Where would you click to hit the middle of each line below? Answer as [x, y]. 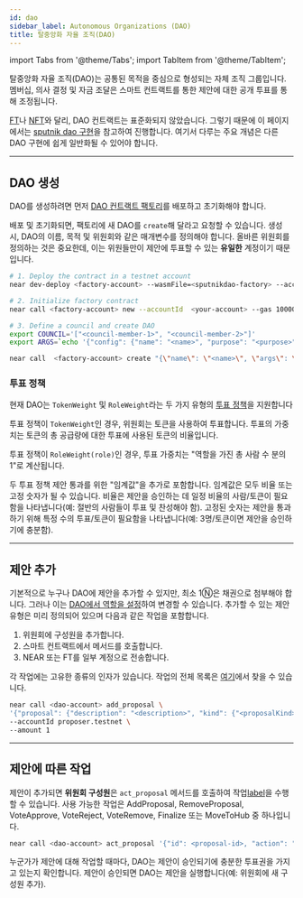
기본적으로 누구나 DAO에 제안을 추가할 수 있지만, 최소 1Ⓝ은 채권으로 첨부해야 [146, 593]
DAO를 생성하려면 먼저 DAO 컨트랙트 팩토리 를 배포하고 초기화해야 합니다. [138, 206]
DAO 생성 [35, 183]
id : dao [24, 18]
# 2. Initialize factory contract [74, 301]
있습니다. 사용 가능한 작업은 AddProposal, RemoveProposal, [136, 803]
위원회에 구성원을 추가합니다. [73, 635]
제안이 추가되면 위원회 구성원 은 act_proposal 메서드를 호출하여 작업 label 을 [141, 792]
